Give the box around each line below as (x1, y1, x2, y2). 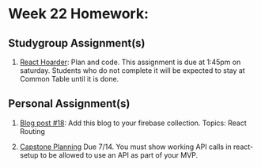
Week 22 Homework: (8, 5, 149, 23)
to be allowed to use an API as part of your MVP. (40, 150, 199, 159)
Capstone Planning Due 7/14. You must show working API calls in (19, 142, 232, 151)
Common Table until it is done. (19, 74, 119, 83)
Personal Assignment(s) (8, 97, 130, 111)
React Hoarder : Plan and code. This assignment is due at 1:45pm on (19, 57, 241, 67)
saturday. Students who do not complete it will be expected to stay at (19, 66, 245, 75)
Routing (19, 126, 46, 136)
